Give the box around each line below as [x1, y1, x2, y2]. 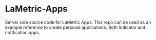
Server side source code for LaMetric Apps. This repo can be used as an [5, 19, 151, 25]
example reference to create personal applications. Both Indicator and [5, 24, 146, 30]
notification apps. [5, 29, 40, 35]
